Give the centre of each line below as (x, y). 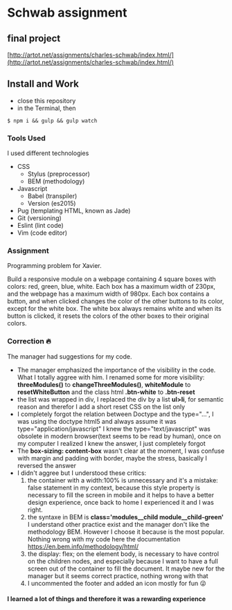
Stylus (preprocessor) (59, 174)
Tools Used (27, 138)
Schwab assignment (67, 13)
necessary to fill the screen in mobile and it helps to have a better (121, 495)
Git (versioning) (39, 218)
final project (34, 38)
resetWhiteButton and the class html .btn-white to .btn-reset (106, 392)
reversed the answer (46, 465)
